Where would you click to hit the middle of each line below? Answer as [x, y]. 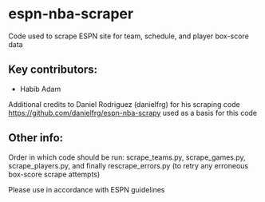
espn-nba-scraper [71, 14]
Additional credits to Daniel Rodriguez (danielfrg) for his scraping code [125, 104]
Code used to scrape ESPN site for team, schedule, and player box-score [129, 36]
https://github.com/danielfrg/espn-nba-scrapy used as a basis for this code [133, 113]
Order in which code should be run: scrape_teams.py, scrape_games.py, [127, 157]
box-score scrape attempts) [54, 174]
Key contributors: [53, 70]
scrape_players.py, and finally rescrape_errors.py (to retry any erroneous [129, 165]
